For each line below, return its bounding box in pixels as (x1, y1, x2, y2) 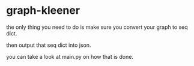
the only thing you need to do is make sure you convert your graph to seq (6, 23, 188, 31)
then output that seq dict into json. (6, 41, 91, 49)
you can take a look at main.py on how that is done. (6, 53, 134, 60)
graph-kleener (6, 4, 80, 17)
